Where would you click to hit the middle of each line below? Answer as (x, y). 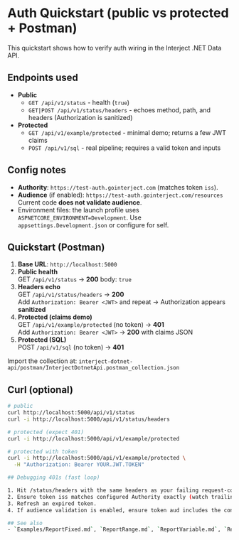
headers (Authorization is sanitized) (80, 117)
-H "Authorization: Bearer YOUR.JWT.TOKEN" (79, 465)
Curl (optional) (40, 390)
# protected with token (43, 452)
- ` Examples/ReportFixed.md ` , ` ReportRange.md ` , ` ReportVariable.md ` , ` (117, 530)
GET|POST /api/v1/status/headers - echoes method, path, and (119, 110)
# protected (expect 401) (46, 432)
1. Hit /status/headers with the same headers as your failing (103, 491)
